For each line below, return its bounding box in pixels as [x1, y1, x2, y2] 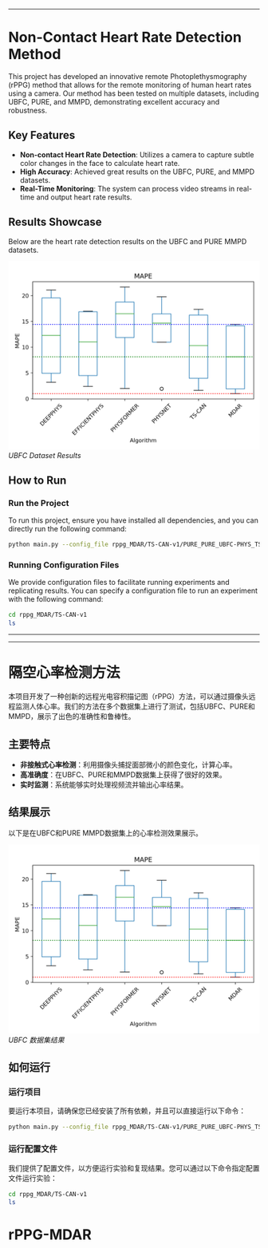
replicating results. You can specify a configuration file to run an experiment [8, 586, 258, 595]
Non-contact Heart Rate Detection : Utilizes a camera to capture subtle [19, 149, 254, 160]
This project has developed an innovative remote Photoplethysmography [8, 71, 247, 81]
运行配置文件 [8, 1143, 58, 1155]
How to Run [8, 473, 67, 487]
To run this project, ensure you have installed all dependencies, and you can [8, 515, 259, 525]
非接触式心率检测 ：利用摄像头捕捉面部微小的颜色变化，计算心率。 [19, 760, 237, 769]
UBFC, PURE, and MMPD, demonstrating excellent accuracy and [8, 97, 220, 106]
